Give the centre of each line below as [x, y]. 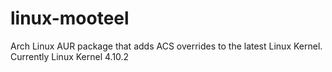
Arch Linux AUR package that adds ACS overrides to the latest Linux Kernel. [166, 46]
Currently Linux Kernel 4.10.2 [70, 56]
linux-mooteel [70, 18]
